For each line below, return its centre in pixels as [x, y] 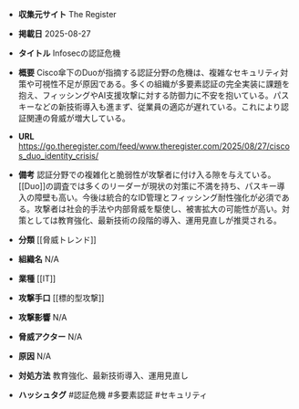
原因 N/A [35, 356]
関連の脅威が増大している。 [78, 118]
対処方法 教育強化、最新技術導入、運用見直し [103, 375]
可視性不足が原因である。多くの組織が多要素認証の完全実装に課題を [162, 84]
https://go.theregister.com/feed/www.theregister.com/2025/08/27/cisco [154, 146]
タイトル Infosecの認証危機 [69, 53]
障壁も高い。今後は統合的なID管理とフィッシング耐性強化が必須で [158, 197]
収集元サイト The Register [67, 14]
